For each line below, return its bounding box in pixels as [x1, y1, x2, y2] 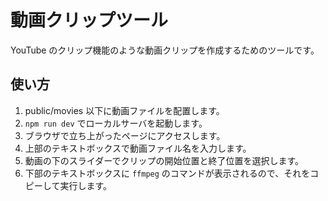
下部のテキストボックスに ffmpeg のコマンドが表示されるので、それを [24, 167, 311, 179]
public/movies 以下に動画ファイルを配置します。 [24, 104, 225, 116]
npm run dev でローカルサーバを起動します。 [24, 117, 208, 129]
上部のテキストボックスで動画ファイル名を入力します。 [24, 142, 252, 154]
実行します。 [59, 179, 112, 191]
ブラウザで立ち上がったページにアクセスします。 [24, 129, 226, 141]
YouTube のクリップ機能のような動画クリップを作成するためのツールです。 [10, 44, 320, 56]
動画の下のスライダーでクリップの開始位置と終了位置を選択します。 [24, 154, 304, 166]
